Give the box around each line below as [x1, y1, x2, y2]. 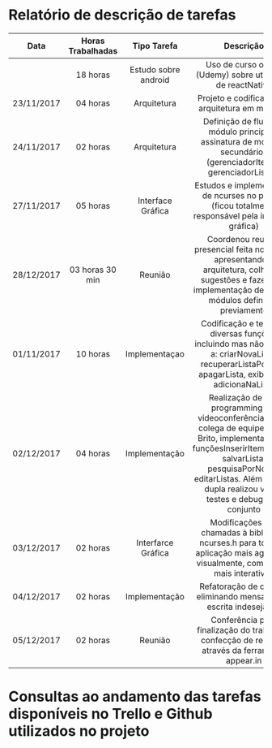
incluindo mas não [194, 338, 265, 349]
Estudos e [194, 179, 233, 191]
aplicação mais [195, 547, 253, 558]
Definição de [202, 115, 253, 127]
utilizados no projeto [8, 722, 150, 741]
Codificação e [201, 318, 254, 329]
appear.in [225, 655, 262, 666]
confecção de [201, 634, 253, 646]
